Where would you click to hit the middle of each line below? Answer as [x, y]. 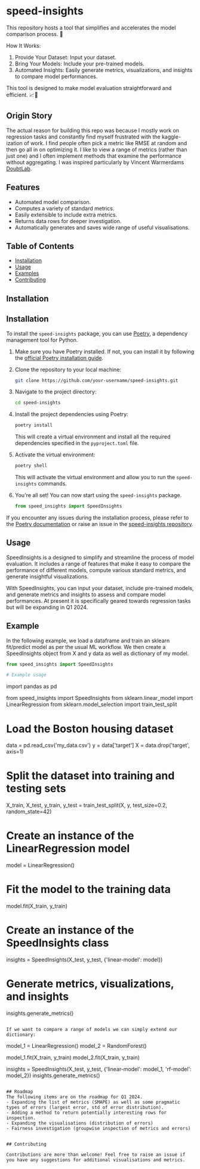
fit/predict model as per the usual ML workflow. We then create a [86, 647]
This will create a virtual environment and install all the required [93, 437]
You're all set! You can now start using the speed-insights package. [98, 495]
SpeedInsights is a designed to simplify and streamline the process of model [100, 557]
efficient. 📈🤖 [22, 95]
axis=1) [15, 752]
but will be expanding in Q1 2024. [47, 607]
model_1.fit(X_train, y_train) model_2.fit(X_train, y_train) [73, 1057]
